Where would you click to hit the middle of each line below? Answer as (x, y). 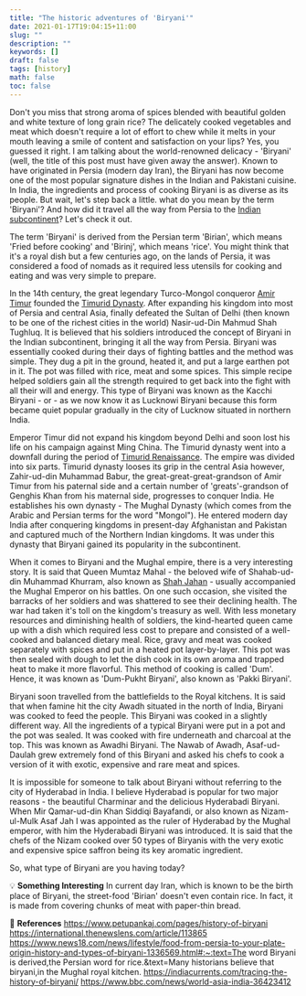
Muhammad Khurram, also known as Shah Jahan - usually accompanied (159, 581)
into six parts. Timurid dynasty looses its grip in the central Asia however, (147, 466)
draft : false (34, 60)
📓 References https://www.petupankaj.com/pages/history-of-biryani (139, 923)
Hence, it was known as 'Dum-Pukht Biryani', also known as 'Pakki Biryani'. (151, 679)
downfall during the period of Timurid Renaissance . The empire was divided (152, 456)
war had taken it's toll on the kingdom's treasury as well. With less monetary (153, 610)
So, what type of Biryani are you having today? (97, 867)
